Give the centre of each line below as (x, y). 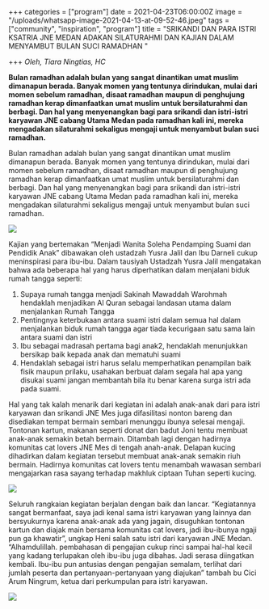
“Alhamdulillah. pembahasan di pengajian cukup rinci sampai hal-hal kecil (130, 547)
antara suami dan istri (56, 337)
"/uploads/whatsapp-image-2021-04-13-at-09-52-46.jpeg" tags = (119, 20)
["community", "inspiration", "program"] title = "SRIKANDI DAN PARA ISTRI (132, 29)
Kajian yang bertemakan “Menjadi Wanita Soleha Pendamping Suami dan (130, 244)
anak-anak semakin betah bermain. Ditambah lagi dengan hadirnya (120, 439)
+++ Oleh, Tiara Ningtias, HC (57, 61)
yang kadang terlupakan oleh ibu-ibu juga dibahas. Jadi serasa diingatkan (131, 556)
